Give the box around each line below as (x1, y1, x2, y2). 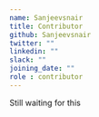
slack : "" (9, 55, 47, 64)
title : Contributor (9, 22, 84, 31)
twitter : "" (9, 38, 54, 48)
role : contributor (9, 73, 84, 82)
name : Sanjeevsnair (9, 13, 84, 23)
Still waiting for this (9, 97, 82, 108)
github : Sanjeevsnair (9, 30, 92, 39)
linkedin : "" (9, 47, 59, 56)
